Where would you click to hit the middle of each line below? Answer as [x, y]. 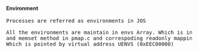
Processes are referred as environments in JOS [76, 21]
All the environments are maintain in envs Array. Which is [95, 33]
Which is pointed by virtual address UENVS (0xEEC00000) [90, 44]
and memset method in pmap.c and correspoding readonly [88, 38]
